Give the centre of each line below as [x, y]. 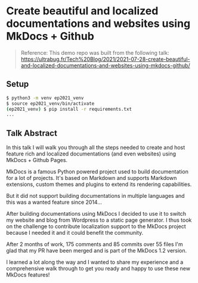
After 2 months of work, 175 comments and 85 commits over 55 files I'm [95, 244]
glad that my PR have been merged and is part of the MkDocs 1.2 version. [97, 251]
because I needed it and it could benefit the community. [75, 233]
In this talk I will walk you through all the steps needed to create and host [96, 148]
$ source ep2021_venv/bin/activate [50, 103]
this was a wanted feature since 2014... [54, 202]
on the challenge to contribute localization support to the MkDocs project [96, 226]
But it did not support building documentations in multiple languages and [95, 196]
